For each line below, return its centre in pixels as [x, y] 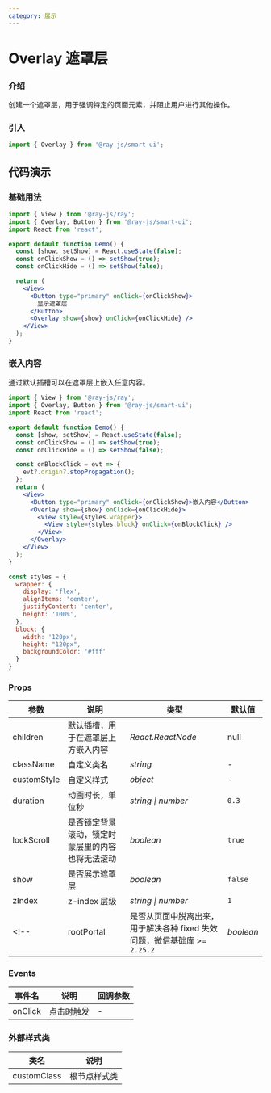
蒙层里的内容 [92, 847]
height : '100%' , [50, 615]
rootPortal [87, 932]
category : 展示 [33, 16]
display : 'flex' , [52, 592]
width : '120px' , [50, 637]
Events [22, 973]
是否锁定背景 [92, 822]
